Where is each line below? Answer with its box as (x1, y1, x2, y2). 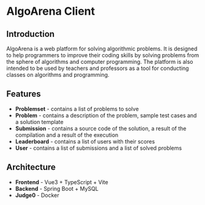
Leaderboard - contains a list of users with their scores (15, 137, 155, 145)
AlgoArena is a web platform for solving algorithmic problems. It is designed (6, 45, 198, 52)
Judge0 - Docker (15, 191, 59, 199)
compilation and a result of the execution (15, 131, 119, 139)
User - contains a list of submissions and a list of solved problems (15, 144, 182, 152)
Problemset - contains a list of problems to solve (15, 105, 139, 112)
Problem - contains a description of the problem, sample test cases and (15, 112, 197, 119)
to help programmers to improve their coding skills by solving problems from (6, 52, 199, 59)
